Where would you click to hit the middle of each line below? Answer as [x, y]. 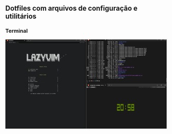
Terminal [17, 31]
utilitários [21, 17]
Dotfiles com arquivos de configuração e [71, 8]
